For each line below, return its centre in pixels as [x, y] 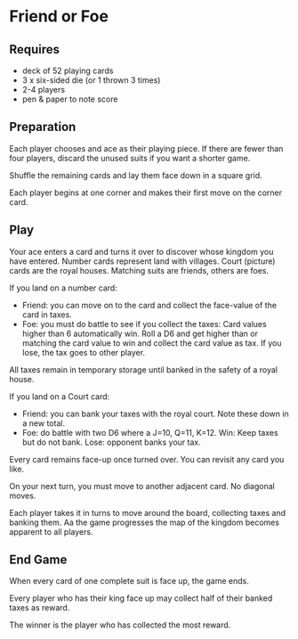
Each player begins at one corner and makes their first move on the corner [146, 193]
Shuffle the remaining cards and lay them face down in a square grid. [136, 175]
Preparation [43, 127]
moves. [23, 496]
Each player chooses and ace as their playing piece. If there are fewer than [146, 148]
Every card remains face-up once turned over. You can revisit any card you [147, 459]
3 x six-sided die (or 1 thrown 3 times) [91, 80]
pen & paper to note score [70, 99]
